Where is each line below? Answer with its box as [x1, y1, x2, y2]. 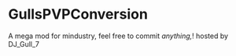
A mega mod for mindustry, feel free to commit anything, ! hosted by [8, 31, 229, 40]
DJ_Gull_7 [8, 39, 40, 48]
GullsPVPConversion [8, 5, 148, 23]
